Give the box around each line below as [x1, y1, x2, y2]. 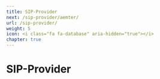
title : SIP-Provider [6, 8, 58, 15]
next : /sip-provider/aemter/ [6, 14, 79, 20]
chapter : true [6, 37, 42, 42]
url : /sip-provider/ [6, 20, 58, 26]
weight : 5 [6, 25, 31, 32]
